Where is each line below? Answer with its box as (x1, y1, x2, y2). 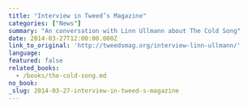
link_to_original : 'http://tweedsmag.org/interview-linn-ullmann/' (8, 42, 242, 50)
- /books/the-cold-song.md (15, 72, 107, 80)
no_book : (8, 79, 38, 87)
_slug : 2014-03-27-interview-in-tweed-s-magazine (8, 86, 180, 95)
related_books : (8, 64, 60, 72)
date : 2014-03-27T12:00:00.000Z (8, 34, 118, 43)
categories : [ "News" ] (8, 19, 82, 27)
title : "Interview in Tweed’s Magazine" (8, 11, 148, 20)
